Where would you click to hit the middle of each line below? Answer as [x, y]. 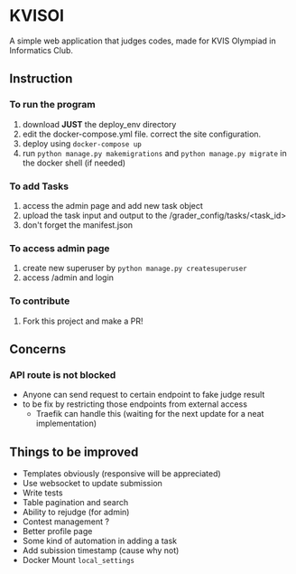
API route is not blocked [63, 374]
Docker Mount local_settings [79, 560]
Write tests [42, 493]
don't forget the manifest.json [78, 225]
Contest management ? [66, 522]
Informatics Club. [42, 50]
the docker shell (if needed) [74, 163]
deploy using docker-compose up [82, 143]
